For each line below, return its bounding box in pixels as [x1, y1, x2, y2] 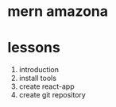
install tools [18, 74, 57, 83]
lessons [7, 39, 60, 57]
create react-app [18, 82, 75, 91]
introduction [18, 65, 59, 75]
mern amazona [7, 2, 109, 21]
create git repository [18, 90, 87, 100]
